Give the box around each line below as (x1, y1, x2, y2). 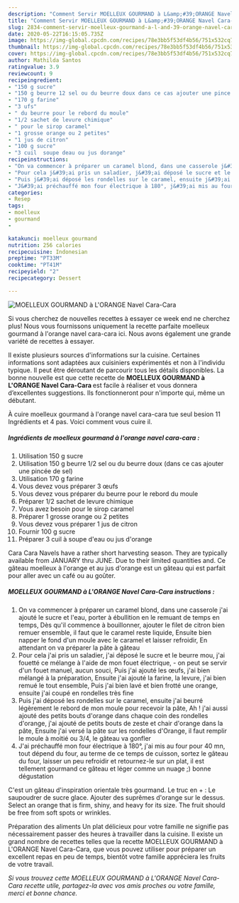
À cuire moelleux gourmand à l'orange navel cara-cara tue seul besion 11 (8, 410, 221, 418)
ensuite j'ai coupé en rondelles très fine (18, 688, 134, 697)
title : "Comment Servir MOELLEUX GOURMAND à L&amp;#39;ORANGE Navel (8, 17, 215, 24)
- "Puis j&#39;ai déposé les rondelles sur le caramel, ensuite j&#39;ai (8, 176, 231, 183)
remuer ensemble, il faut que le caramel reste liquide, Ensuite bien (18, 628, 212, 637)
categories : (8, 189, 43, 196)
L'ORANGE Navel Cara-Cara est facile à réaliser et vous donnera (8, 381, 198, 389)
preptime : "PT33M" (8, 255, 62, 262)
